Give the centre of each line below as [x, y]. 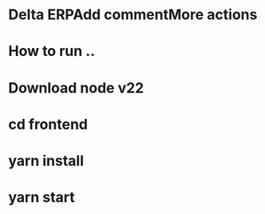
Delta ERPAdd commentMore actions [133, 15]
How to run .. [52, 52]
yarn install [46, 160]
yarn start [42, 198]
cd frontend [48, 124]
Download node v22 [76, 87]
